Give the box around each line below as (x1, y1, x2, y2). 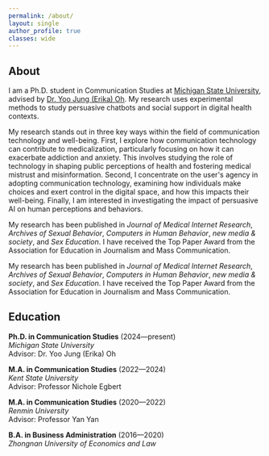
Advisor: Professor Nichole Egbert (8, 381, 122, 391)
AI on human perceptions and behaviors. (8, 204, 143, 214)
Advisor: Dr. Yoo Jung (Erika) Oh (8, 349, 117, 358)
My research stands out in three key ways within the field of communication (8, 127, 260, 137)
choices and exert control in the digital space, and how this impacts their (8, 187, 250, 197)
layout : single (8, 19, 60, 27)
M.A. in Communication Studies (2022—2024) (8, 364, 167, 374)
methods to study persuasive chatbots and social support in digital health (8, 102, 252, 113)
